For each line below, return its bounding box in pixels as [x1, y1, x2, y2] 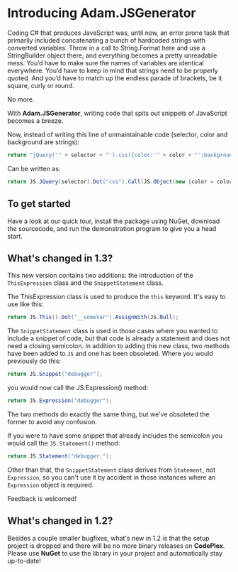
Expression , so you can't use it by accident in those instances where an [7, 473, 216, 481]
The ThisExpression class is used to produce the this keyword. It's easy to [7, 293, 226, 301]
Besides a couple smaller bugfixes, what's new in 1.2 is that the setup [7, 534, 210, 542]
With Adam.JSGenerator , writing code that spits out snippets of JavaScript [7, 109, 228, 117]
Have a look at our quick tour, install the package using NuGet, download [7, 217, 220, 225]
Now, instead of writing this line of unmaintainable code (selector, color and [7, 130, 228, 139]
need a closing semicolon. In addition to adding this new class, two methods [7, 342, 230, 350]
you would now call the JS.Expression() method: [7, 384, 149, 392]
